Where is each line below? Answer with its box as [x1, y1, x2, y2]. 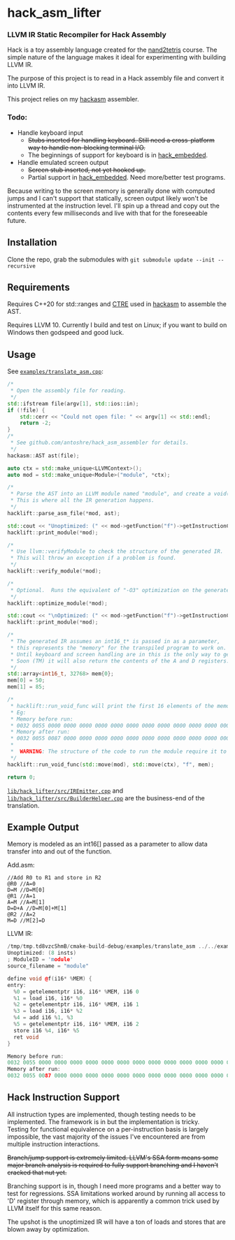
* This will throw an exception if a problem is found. [10, 554, 177, 562]
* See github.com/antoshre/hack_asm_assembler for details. [10, 439, 190, 447]
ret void [13, 1033, 39, 1041]
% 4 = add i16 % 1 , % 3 [13, 1014, 73, 1021]
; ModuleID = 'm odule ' [7, 956, 73, 963]
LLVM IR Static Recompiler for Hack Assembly [7, 30, 166, 40]
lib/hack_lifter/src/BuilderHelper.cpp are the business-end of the [7, 793, 205, 802]
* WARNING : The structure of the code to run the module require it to [10, 748, 227, 756]
